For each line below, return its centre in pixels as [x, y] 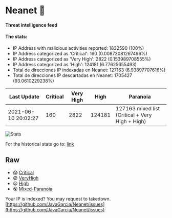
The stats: [16, 37]
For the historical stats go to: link [40, 144]
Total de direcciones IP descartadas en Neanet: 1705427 [72, 75]
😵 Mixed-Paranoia [33, 189]
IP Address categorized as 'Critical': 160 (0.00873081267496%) [80, 53]
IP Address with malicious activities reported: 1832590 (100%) [78, 48]
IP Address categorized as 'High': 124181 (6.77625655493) [75, 64]
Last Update [25, 96]
